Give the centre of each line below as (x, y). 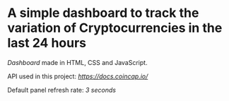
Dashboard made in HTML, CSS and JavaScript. (77, 62)
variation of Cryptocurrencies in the (115, 28)
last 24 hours (47, 43)
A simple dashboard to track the (103, 13)
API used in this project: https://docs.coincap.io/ (78, 76)
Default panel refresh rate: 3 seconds (62, 90)
